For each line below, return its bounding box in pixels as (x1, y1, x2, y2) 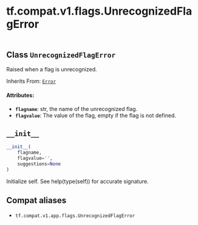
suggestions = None (17, 161, 61, 167)
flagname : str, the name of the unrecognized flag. (15, 105, 138, 112)
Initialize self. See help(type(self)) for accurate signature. (6, 177, 149, 185)
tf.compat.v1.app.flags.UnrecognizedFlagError (15, 212, 135, 219)
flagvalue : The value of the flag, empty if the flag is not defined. (15, 112, 176, 119)
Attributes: (6, 91, 35, 99)
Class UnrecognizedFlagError (6, 49, 116, 60)
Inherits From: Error (6, 77, 56, 85)
